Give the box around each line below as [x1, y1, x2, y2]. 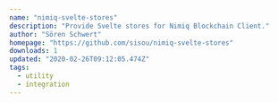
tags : [9, 64, 29, 73]
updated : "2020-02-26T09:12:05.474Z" [9, 55, 150, 64]
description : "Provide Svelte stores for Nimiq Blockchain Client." [9, 21, 270, 30]
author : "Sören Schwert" [9, 30, 102, 39]
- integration [17, 80, 70, 89]
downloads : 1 [9, 47, 58, 56]
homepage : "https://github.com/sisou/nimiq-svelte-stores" [9, 38, 234, 47]
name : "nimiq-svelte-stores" [9, 13, 118, 22]
